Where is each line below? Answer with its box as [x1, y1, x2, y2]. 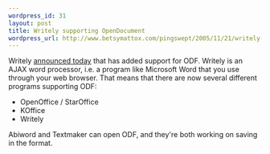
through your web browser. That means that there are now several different [8, 73, 257, 83]
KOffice [19, 106, 46, 115]
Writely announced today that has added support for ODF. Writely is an [8, 56, 243, 66]
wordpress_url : [8, 34, 59, 43]
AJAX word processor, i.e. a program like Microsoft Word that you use [8, 65, 239, 75]
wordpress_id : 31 [8, 11, 67, 20]
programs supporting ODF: [8, 82, 97, 91]
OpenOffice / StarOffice [19, 97, 99, 107]
